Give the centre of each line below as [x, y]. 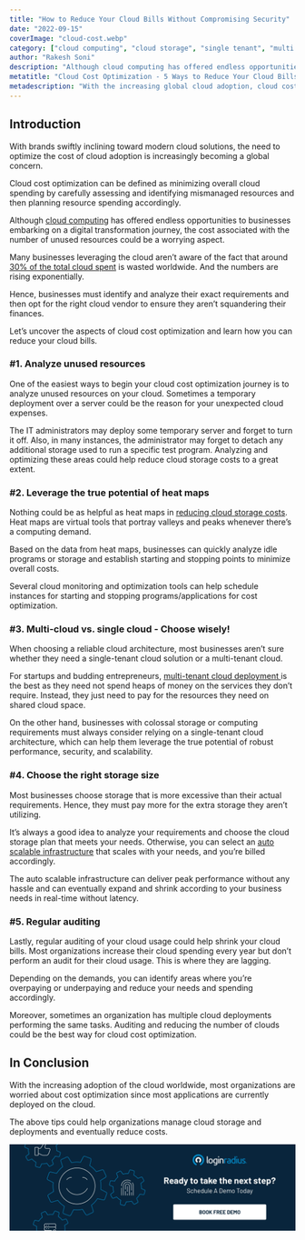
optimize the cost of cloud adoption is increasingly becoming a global [139, 155]
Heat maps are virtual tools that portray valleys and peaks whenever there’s [151, 522]
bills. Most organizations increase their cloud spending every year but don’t [151, 951]
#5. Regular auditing [55, 921]
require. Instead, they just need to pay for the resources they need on [139, 695]
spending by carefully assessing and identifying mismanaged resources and [152, 193]
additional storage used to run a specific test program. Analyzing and [139, 449]
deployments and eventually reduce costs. [89, 1131]
